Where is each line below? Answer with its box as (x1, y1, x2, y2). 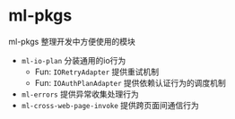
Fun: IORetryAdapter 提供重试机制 (34, 66, 160, 77)
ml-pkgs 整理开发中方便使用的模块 (8, 36, 135, 47)
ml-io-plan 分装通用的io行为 (21, 55, 126, 65)
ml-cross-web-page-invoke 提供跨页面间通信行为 (21, 99, 199, 110)
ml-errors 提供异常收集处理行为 (21, 89, 140, 99)
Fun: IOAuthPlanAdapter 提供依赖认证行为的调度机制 (34, 77, 226, 88)
